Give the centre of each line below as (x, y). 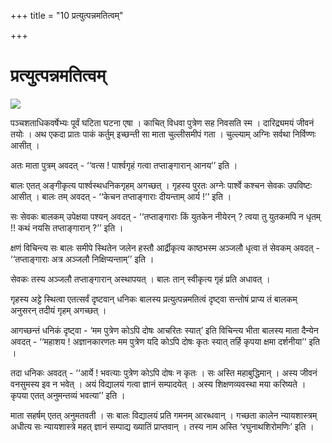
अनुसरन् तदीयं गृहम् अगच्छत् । (58, 310)
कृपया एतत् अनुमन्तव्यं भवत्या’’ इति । (68, 395)
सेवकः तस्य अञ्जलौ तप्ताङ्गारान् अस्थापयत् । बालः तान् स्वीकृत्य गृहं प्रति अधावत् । (140, 279)
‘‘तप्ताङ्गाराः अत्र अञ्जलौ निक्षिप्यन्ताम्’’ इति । (82, 259)
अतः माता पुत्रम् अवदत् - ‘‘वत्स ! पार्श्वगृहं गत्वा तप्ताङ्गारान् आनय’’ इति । (124, 165)
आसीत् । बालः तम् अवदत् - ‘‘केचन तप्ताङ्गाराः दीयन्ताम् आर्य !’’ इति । (121, 196)
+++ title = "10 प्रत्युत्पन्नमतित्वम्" (67, 15)
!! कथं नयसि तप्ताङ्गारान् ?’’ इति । (67, 227)
